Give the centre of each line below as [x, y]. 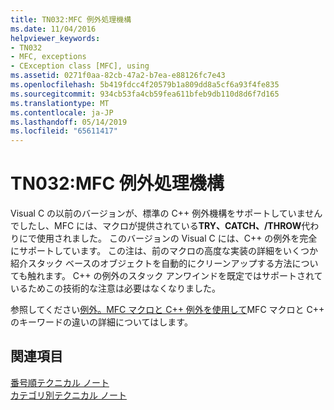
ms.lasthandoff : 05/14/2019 [69, 122]
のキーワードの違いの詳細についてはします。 [101, 322]
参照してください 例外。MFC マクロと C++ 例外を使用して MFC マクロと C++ [167, 310]
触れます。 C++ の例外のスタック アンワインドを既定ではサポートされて [175, 276]
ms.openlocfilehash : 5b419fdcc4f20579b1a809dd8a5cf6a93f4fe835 [145, 85]
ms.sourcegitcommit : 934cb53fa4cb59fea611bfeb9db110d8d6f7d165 [145, 94]
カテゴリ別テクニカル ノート [68, 395]
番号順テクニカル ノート [60, 382]
